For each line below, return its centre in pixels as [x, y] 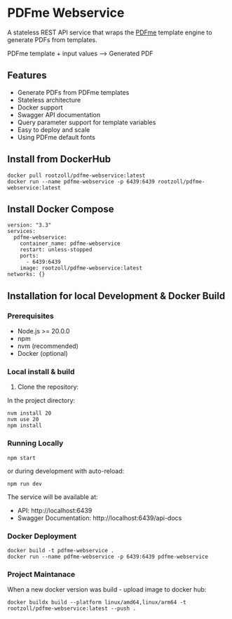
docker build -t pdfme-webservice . [61, 550]
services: [22, 232]
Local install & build [41, 371]
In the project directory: [41, 401]
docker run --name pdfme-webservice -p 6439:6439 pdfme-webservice [108, 557]
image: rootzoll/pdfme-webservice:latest [81, 268]
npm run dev [25, 484]
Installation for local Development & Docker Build [116, 296]
